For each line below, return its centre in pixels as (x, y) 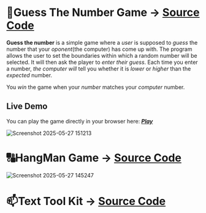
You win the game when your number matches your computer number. (96, 87)
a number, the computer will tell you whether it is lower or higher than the (99, 68)
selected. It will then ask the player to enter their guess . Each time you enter (102, 62)
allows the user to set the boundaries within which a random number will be (102, 55)
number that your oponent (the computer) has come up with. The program (99, 49)
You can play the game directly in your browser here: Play (80, 121)
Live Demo (27, 106)
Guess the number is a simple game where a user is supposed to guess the (102, 42)
